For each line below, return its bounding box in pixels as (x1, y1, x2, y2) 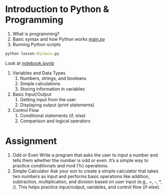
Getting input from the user (20, 96, 76, 102)
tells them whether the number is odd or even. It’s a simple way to (12, 157, 149, 163)
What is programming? (12, 31, 60, 37)
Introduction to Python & (5, 4, 109, 15)
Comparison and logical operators (20, 118, 91, 124)
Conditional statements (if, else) (20, 112, 86, 118)
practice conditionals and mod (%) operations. (12, 162, 109, 168)
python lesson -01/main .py (5, 51, 59, 56)
